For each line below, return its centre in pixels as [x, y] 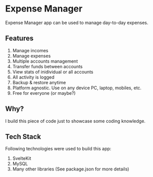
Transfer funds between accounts [47, 66]
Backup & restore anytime [39, 82]
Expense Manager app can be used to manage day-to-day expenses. [77, 23]
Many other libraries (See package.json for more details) [71, 169]
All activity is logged [33, 77]
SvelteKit [22, 158]
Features [19, 38]
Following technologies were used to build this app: [58, 149]
